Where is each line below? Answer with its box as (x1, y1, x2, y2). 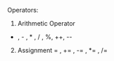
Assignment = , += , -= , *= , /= (17, 46, 108, 54)
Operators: (7, 6, 39, 14)
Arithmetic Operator (17, 19, 76, 27)
